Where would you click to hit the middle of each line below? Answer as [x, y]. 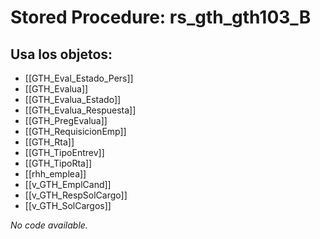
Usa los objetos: [61, 54]
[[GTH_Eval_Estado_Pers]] [79, 78]
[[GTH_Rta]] [49, 142]
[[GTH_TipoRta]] [58, 163]
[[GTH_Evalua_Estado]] [73, 99]
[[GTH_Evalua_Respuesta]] [80, 110]
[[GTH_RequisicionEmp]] [75, 131]
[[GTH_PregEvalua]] [66, 120]
